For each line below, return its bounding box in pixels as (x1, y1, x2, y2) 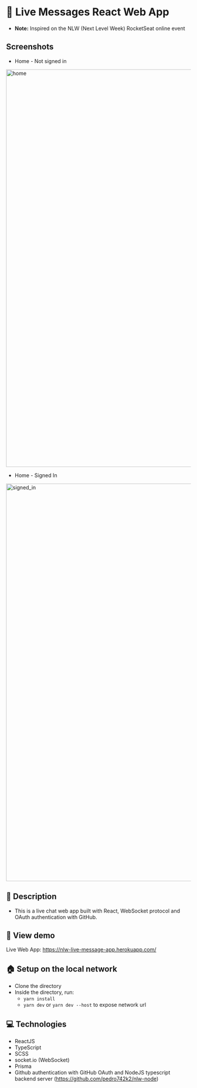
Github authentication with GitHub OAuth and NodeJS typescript (14, 1069, 171, 1076)
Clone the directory (14, 983, 62, 990)
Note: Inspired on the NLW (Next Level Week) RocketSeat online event (14, 25, 186, 32)
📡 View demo (6, 930, 55, 940)
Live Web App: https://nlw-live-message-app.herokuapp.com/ (6, 946, 157, 953)
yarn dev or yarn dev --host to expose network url (23, 1001, 147, 1008)
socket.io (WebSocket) (14, 1057, 70, 1063)
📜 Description (6, 892, 57, 902)
